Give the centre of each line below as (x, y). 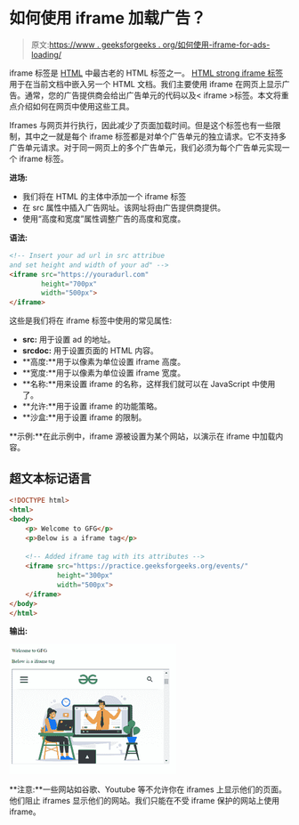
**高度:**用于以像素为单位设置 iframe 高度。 (103, 362)
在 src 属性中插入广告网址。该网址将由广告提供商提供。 (124, 207)
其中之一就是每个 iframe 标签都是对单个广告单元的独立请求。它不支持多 (156, 136)
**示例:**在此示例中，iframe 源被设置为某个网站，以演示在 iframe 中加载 (142, 436)
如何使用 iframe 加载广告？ (108, 18)
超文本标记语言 (50, 478)
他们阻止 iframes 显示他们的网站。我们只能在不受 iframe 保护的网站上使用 (145, 801)
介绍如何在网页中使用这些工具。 (75, 106)
